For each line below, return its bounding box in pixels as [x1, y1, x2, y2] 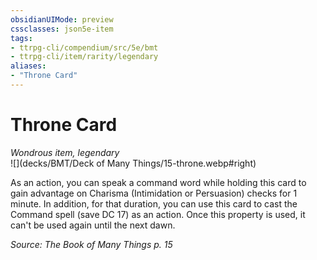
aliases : [10, 61, 47, 71]
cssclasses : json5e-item [10, 24, 114, 34]
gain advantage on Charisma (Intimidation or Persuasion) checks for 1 [10, 187, 298, 199]
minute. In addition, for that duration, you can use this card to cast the [10, 197, 298, 210]
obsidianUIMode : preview [10, 14, 114, 25]
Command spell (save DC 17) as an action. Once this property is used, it [10, 208, 306, 220]
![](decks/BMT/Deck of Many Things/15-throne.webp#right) [10, 157, 257, 169]
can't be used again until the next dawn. [10, 219, 176, 231]
